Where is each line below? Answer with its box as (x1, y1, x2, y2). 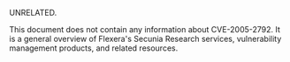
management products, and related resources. (9, 43, 179, 53)
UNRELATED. (9, 8, 57, 17)
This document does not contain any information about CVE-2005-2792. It (9, 24, 281, 34)
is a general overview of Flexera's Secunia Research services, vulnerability (9, 34, 282, 44)
